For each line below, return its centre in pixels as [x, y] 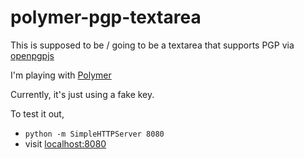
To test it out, [37, 113]
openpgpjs [32, 55]
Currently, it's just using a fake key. [82, 94]
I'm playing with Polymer [61, 75]
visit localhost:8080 [65, 143]
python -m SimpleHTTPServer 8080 [94, 134]
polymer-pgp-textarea [106, 17]
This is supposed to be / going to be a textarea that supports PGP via [152, 45]
